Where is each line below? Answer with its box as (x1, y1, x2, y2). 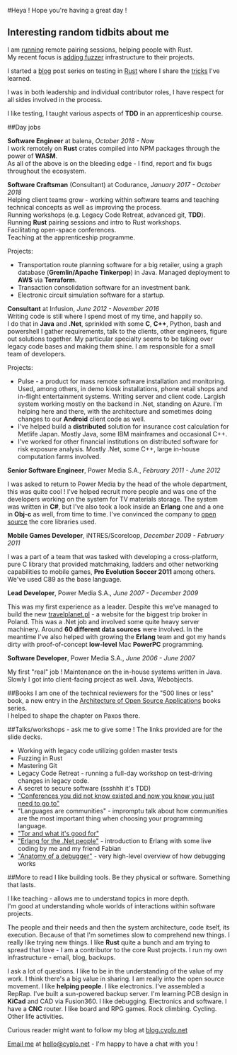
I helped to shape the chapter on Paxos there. (7, 711, 140, 720)
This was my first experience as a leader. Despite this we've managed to (7, 602, 219, 611)
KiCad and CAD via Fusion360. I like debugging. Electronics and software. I (7, 997, 227, 1005)
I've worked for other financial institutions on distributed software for (17, 437, 219, 446)
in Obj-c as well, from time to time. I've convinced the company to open (7, 509, 216, 518)
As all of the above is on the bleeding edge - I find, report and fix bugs (7, 159, 212, 167)
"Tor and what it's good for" (17, 829, 99, 837)
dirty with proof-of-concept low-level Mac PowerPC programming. (7, 640, 204, 648)
